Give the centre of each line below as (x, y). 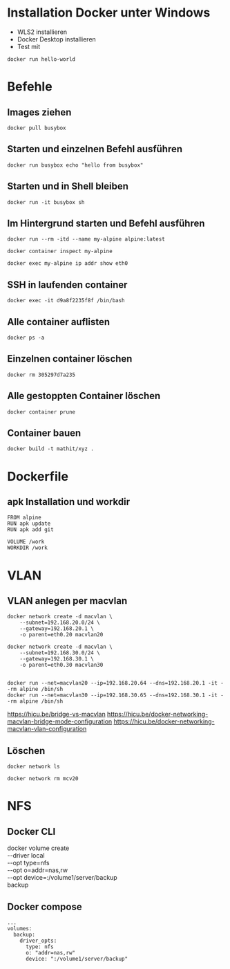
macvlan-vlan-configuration (47, 729)
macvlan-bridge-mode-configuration (60, 721)
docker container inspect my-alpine (60, 251)
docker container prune (41, 412)
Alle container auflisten (59, 322)
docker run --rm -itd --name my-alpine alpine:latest (86, 239)
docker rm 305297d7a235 (41, 375)
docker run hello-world (41, 59)
